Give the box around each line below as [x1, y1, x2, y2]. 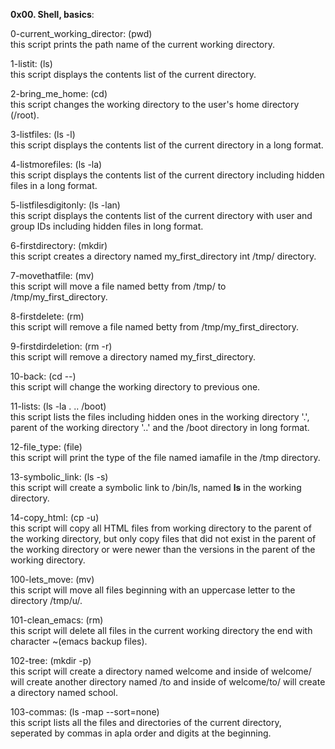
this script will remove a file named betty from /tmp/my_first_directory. [10, 321, 300, 333]
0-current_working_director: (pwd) [10, 28, 153, 39]
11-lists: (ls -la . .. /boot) [10, 400, 107, 412]
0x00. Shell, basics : [10, 9, 95, 20]
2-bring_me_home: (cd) [10, 88, 108, 99]
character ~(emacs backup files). [10, 635, 148, 647]
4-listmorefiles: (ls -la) [10, 159, 103, 170]
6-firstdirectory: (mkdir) [10, 240, 108, 251]
